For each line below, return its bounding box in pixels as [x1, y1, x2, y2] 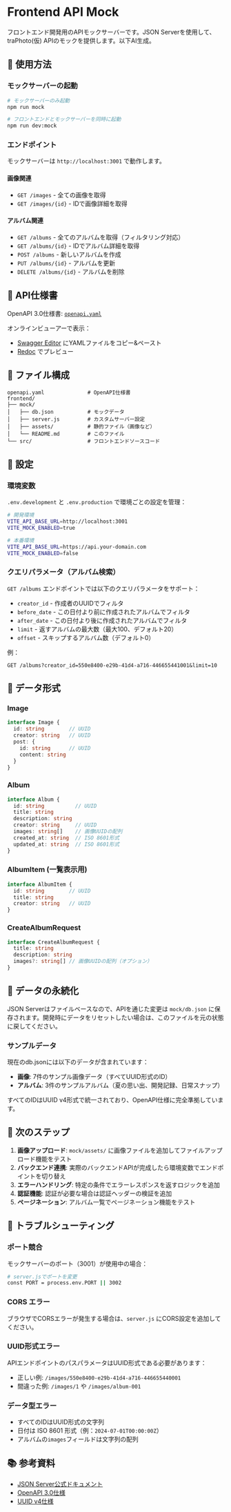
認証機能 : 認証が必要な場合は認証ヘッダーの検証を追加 [17, 1189, 172, 1197]
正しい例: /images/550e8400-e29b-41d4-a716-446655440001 [17, 1373, 181, 1382]
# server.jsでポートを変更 [7, 1273, 77, 1280]
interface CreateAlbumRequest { [7, 939, 100, 946]
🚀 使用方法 [7, 59, 52, 70]
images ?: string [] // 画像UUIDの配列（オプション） [13, 958, 153, 965]
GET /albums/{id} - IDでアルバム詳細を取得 [17, 241, 140, 250]
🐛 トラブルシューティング [7, 1220, 115, 1232]
